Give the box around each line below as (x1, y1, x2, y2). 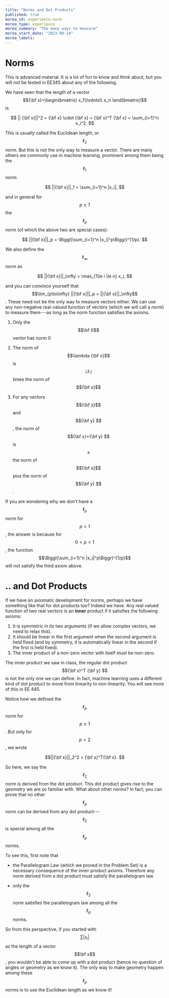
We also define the (5, 246, 44, 252)
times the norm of (12, 377, 50, 382)
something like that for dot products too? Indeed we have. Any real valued (5, 602, 159, 608)
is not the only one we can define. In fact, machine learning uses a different (5, 675, 162, 681)
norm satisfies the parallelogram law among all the (12, 900, 118, 906)
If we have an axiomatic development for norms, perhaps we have (5, 597, 143, 603)
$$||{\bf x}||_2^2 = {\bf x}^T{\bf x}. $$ (44, 754, 125, 760)
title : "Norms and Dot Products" (5, 7, 76, 13)
